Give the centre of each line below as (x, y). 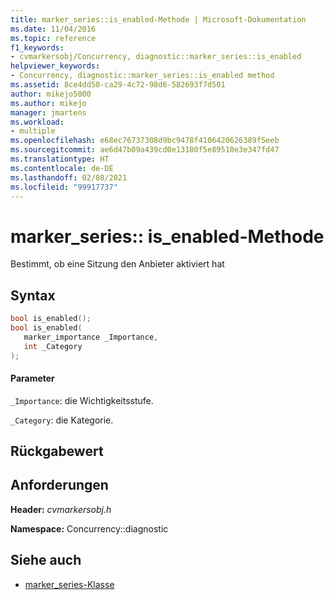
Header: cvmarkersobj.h (61, 509)
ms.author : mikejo (48, 103)
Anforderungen (59, 485)
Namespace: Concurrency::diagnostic (89, 528)
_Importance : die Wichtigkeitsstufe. (82, 400)
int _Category (53, 346)
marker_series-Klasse (69, 584)
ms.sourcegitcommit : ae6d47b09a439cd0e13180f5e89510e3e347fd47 (145, 150)
